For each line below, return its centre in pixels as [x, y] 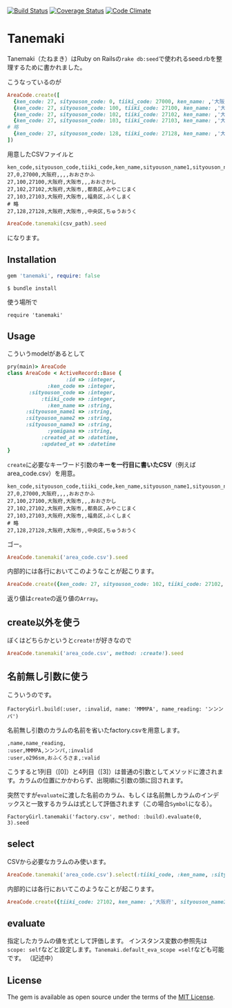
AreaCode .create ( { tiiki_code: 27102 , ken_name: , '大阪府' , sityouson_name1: [118, 902]
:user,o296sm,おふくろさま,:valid [54, 758]
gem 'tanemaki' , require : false [54, 276]
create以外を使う [44, 622]
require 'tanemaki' [35, 315]
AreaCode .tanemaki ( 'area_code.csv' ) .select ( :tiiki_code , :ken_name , [108, 874]
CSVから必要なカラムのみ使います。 [59, 861]
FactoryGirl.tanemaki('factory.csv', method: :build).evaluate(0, [105, 816]
